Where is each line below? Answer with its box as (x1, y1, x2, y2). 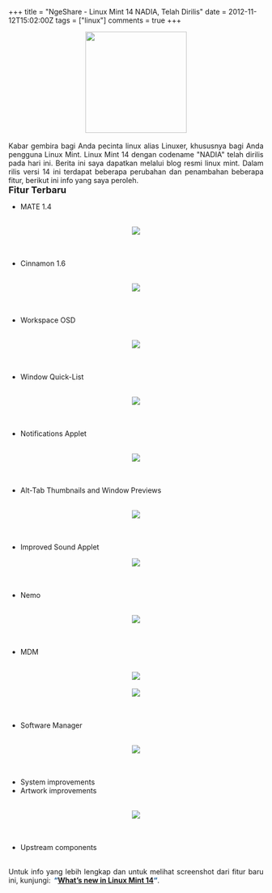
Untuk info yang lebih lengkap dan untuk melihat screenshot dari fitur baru (8, 867, 264, 876)
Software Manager (19, 720, 83, 730)
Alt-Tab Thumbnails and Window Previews (19, 485, 162, 495)
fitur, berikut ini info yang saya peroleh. (8, 176, 139, 185)
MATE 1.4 (19, 202, 53, 211)
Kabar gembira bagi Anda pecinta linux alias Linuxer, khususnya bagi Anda (8, 141, 264, 151)
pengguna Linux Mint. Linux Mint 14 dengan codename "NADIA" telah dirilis (8, 150, 264, 159)
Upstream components (19, 843, 97, 852)
